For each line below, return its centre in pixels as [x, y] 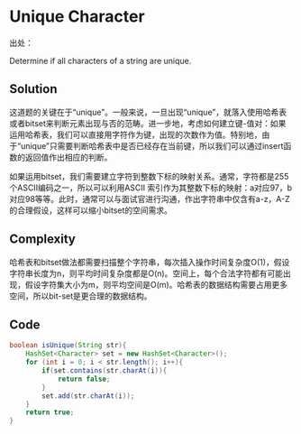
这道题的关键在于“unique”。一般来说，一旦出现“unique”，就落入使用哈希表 [148, 112]
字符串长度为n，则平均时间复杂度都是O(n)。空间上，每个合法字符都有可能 [146, 273]
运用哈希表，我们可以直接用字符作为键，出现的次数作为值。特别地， [136, 134]
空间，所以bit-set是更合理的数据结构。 [81, 296]
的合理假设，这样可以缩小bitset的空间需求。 [91, 210]
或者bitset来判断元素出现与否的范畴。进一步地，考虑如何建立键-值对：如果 [148, 123]
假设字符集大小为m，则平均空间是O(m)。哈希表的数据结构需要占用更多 [156, 284]
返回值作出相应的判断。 [68, 157]
